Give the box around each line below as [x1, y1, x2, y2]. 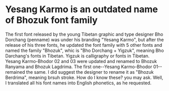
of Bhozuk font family [5, 14, 98, 26]
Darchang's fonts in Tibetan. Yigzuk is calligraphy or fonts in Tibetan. [5, 52, 150, 59]
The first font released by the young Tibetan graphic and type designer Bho [5, 31, 163, 37]
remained [5, 69, 25, 75]
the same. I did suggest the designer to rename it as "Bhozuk [26, 69, 154, 75]
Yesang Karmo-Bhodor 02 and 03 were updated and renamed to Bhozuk [5, 58, 157, 64]
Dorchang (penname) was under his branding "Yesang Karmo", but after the [5, 37, 164, 43]
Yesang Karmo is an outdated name [5, 4, 158, 15]
